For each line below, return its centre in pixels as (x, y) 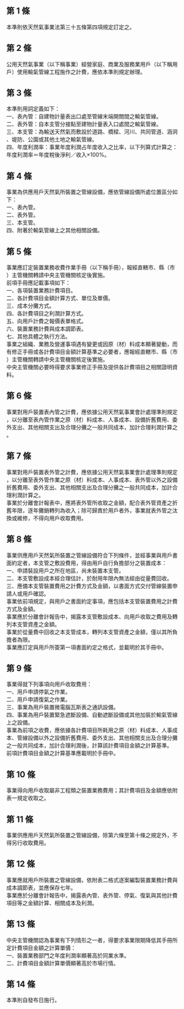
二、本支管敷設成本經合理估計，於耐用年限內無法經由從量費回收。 (89, 578)
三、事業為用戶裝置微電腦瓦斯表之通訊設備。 (63, 707)
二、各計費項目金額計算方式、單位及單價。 (60, 298)
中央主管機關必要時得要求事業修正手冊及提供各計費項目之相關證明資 (92, 367)
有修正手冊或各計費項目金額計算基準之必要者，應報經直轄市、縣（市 (92, 352)
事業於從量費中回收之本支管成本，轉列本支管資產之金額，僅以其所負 (92, 632)
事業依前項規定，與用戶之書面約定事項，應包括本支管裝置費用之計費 (92, 601)
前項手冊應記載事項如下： (39, 283)
